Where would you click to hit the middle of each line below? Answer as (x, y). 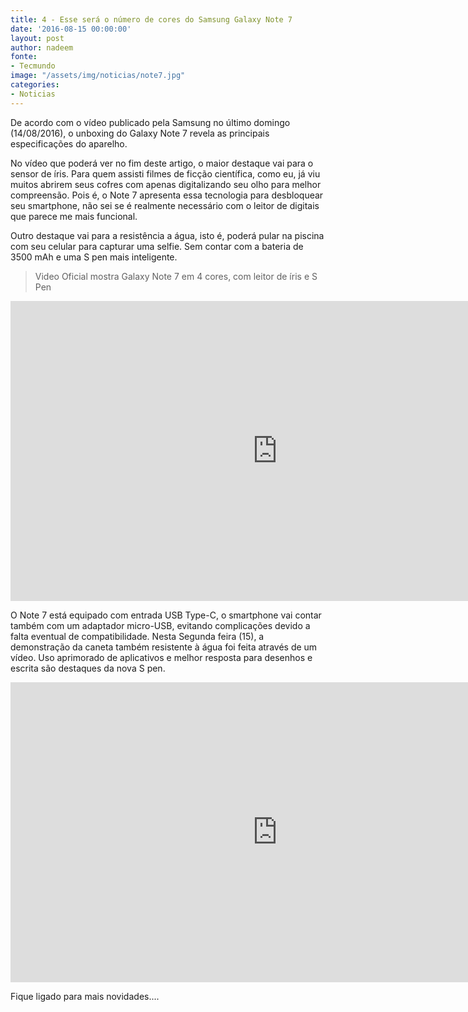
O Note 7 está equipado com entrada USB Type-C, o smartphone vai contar (166, 615)
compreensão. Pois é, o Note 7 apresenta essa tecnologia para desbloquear (167, 195)
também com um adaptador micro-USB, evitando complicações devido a (160, 625)
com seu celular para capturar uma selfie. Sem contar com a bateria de (157, 246)
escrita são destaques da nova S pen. (88, 668)
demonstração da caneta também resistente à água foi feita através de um (164, 647)
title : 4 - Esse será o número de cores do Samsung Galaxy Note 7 (151, 19)
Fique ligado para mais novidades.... (85, 996)
